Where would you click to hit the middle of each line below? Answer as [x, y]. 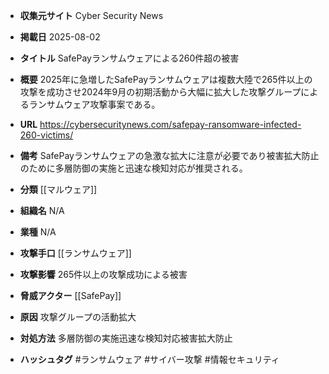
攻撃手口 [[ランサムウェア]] [75, 253]
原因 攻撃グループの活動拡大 [78, 317]
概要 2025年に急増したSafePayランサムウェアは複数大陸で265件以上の [166, 79]
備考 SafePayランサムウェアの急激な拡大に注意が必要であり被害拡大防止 [169, 155]
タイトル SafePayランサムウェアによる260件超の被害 [129, 58]
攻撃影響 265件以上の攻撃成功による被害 [103, 274]
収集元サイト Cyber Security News [91, 15]
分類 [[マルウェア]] [58, 189]
